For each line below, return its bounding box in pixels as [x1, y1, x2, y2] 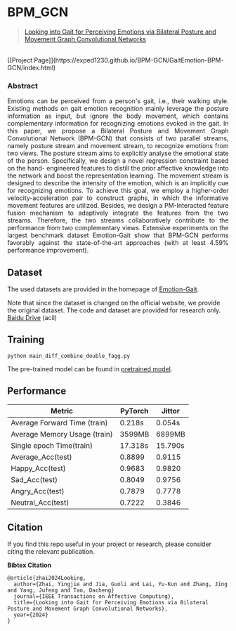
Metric [50, 406, 74, 416]
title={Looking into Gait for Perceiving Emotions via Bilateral [13, 599, 209, 606]
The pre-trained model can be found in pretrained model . [7, 364, 173, 373]
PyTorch [120, 406, 149, 416]
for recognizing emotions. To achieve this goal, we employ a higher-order [7, 187, 229, 195]
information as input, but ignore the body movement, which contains [7, 112, 229, 120]
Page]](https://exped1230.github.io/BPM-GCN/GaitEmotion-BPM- [34, 55, 224, 64]
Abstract [7, 81, 39, 91]
